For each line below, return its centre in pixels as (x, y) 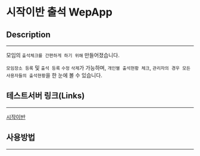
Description (28, 34)
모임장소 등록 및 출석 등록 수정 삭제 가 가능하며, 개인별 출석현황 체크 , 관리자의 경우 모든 (99, 68)
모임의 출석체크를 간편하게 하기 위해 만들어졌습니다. (63, 55)
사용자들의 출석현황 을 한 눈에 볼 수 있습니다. (54, 75)
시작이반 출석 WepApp (60, 12)
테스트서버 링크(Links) (46, 96)
